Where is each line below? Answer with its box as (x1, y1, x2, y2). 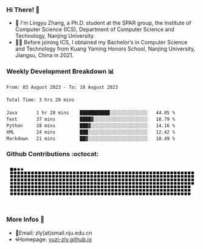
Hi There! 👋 (6, 5, 40, 14)
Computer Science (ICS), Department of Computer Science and (15, 26, 175, 33)
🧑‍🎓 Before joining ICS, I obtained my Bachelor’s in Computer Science (15, 39, 188, 46)
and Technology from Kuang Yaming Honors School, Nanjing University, (15, 45, 196, 52)
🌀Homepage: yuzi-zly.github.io (15, 236, 92, 243)
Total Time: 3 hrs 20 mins (6, 97, 75, 103)
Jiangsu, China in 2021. (15, 52, 74, 59)
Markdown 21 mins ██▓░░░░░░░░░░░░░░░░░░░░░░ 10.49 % (6, 135, 175, 142)
